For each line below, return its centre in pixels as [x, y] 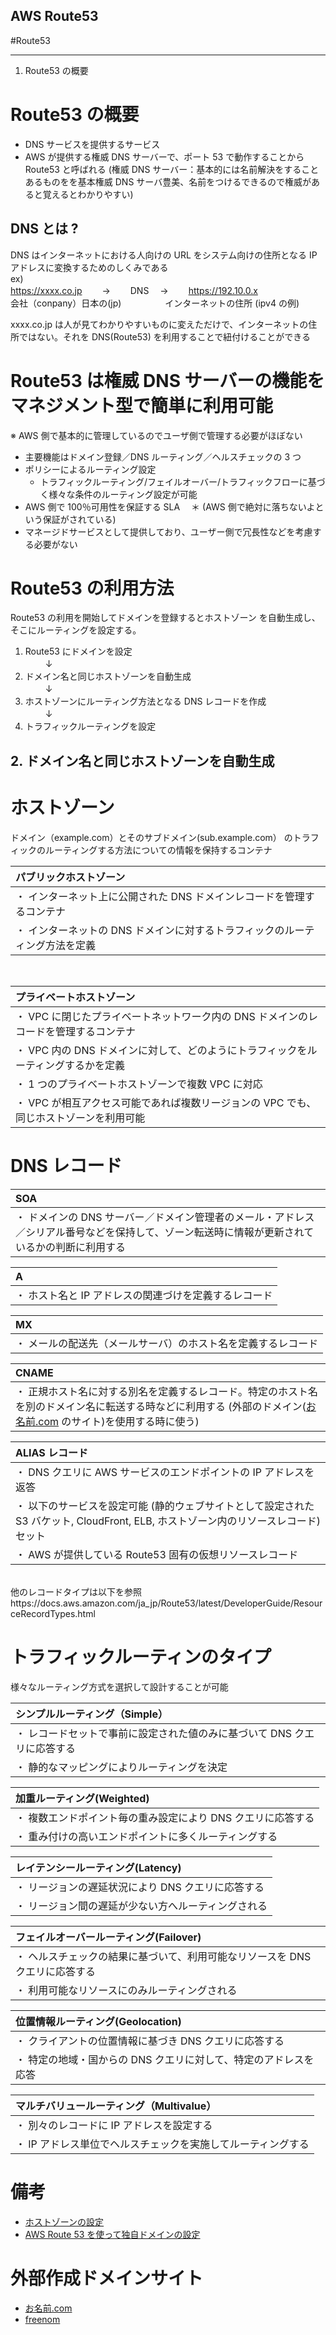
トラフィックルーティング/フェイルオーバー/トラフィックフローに [173, 481]
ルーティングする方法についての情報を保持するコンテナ [158, 850]
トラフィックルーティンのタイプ [141, 1656]
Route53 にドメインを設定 [78, 651]
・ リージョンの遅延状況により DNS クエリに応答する [140, 1887]
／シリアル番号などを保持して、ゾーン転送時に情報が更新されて [165, 1232]
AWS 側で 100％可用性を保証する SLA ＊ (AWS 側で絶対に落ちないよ [170, 506]
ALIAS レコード [51, 1452]
